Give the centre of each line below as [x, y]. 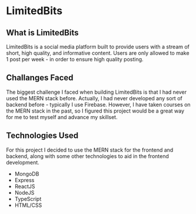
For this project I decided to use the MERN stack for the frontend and [90, 150]
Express [24, 180]
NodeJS [24, 192]
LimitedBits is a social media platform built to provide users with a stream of [98, 47]
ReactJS [25, 186]
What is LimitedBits [42, 33]
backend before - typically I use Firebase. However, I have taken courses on [98, 104]
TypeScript [28, 199]
